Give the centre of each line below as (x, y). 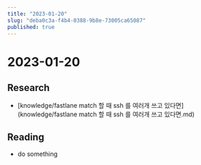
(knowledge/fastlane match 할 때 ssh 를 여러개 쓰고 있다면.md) (106, 114)
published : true (31, 27)
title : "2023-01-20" (38, 14)
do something (38, 154)
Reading (26, 137)
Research (29, 88)
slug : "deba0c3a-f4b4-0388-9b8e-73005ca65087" (77, 20)
